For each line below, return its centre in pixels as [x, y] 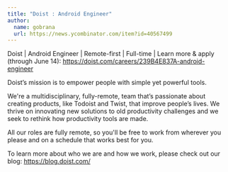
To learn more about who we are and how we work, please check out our [114, 154]
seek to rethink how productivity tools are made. [78, 119]
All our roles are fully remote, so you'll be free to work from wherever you [114, 132]
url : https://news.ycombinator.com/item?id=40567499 [93, 34]
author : [19, 21]
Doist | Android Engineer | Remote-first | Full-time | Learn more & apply [111, 54]
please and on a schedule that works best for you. [80, 140]
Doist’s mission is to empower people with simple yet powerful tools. [107, 83]
